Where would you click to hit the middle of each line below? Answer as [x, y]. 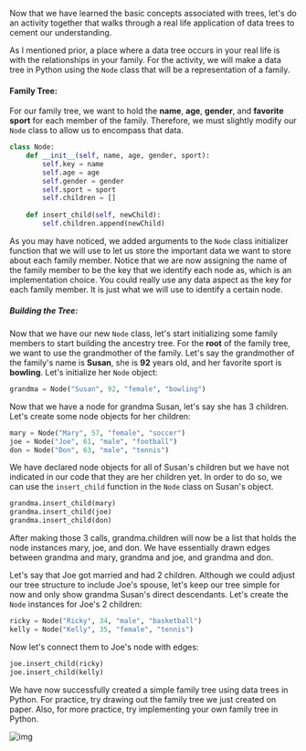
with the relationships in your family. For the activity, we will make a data [145, 60]
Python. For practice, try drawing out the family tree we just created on [143, 699]
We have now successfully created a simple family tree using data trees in [149, 690]
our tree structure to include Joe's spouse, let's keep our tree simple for [145, 585]
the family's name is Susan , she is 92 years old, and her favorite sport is [146, 362]
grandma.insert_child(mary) [63, 503]
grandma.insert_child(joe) [61, 512]
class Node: [32, 147]
